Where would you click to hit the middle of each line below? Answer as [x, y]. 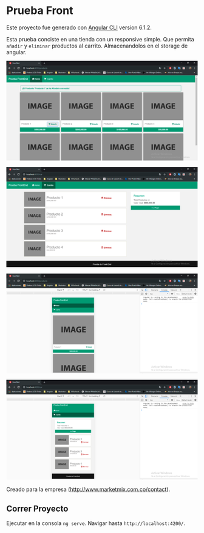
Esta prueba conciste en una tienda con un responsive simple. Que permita [100, 39]
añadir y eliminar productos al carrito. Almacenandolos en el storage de [97, 46]
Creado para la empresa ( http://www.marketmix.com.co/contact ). [88, 489]
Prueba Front [40, 11]
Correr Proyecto [37, 508]
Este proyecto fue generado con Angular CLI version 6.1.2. [79, 27]
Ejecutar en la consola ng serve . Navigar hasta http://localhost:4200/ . [96, 523]
